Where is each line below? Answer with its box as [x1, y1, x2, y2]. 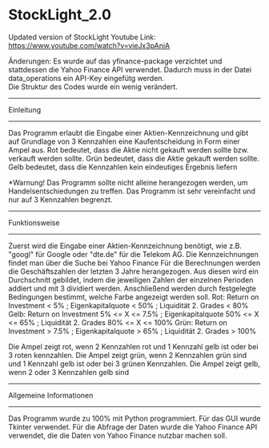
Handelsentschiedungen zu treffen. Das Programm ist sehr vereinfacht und [8, 186, 256, 196]
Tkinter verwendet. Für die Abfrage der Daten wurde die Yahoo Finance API [8, 422, 258, 431]
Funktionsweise [8, 218, 60, 227]
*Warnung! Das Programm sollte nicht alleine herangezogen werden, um [8, 177, 248, 187]
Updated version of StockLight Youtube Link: [8, 32, 156, 42]
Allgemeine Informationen [8, 390, 94, 400]
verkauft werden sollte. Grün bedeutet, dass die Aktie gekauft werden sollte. [8, 153, 260, 163]
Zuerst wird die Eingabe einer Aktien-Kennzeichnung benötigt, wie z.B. [8, 241, 243, 250]
